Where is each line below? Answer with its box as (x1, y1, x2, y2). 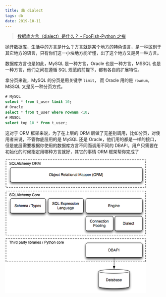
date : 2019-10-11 (5, 18, 41, 23)
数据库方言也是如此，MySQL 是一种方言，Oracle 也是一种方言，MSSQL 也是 (5, 61, 161, 67)
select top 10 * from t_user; (5, 120, 68, 125)
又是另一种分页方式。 (21, 83, 65, 89)
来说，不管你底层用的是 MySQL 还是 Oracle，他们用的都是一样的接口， (13, 136, 159, 142)
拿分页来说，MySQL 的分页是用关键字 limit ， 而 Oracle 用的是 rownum (5, 77, 148, 83)
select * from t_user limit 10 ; (5, 99, 72, 104)
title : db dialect (5, 8, 43, 13)
